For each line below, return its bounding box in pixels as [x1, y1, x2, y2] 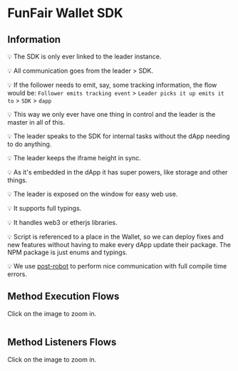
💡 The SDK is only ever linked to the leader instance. [7, 52, 162, 61]
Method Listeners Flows [7, 336, 117, 348]
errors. [7, 270, 27, 278]
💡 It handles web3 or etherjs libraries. [7, 219, 118, 226]
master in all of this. [7, 118, 66, 126]
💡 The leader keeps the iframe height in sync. [7, 154, 141, 162]
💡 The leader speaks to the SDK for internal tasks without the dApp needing [7, 132, 230, 140]
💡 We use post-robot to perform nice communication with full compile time [7, 262, 227, 270]
